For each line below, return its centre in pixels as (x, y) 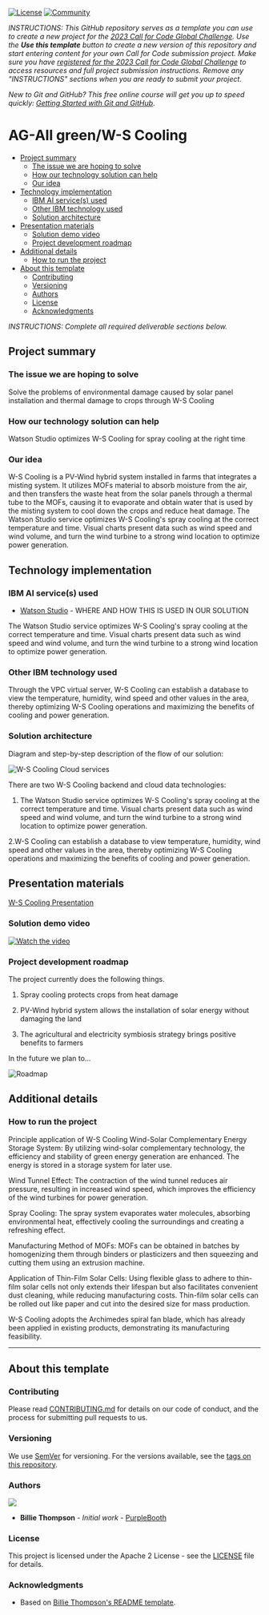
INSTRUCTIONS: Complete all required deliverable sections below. (118, 326)
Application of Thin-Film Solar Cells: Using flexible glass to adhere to (122, 1278)
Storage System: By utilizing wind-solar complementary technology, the (127, 1148)
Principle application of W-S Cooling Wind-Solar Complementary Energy (128, 1139)
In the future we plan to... (50, 1058)
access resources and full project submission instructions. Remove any (126, 71)
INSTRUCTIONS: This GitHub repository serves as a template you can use (131, 28)
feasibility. (25, 1336)
